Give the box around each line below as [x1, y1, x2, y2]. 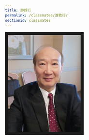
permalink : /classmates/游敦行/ [5, 13, 68, 18]
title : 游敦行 [5, 8, 31, 13]
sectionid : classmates [5, 18, 51, 23]
